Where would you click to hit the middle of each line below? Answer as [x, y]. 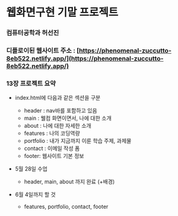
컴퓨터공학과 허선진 [33, 33]
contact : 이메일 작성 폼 [52, 148]
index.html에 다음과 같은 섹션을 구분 [58, 98]
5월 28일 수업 [31, 169]
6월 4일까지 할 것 [35, 195]
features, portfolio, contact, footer [66, 207]
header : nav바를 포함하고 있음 [61, 111]
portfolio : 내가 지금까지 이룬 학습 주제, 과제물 [78, 141]
